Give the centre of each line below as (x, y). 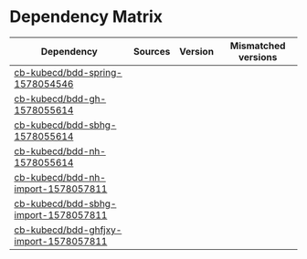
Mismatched (258, 46)
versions (258, 57)
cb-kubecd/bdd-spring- (69, 72)
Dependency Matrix (86, 17)
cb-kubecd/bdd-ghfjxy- (68, 230)
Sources (152, 51)
